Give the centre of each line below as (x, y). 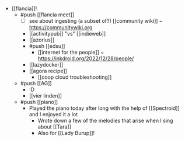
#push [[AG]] (36, 84)
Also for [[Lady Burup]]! (66, 133)
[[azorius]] (42, 40)
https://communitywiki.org (61, 27)
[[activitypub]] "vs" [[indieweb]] (67, 34)
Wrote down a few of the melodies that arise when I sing (105, 121)
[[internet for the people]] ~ (71, 53)
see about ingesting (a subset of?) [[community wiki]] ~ (96, 21)
